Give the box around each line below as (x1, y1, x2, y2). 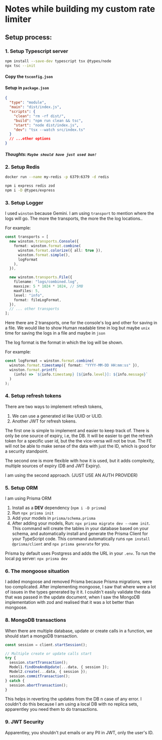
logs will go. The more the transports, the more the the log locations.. (5, 215, 143, 222)
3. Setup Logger (5, 199, 44, 206)
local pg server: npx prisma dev (5, 556, 68, 562)
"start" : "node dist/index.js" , (14, 123, 79, 127)
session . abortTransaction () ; (9, 683, 68, 687)
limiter (5, 14, 31, 25)
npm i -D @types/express (5, 188, 55, 193)
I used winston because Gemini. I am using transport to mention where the (5, 211, 154, 216)
